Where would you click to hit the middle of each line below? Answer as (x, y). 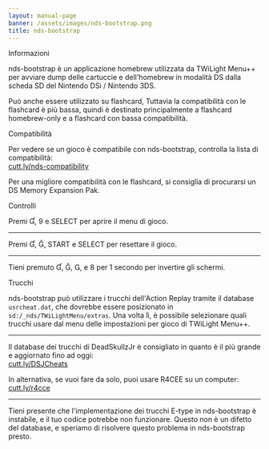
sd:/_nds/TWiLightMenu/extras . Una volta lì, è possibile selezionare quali (127, 315)
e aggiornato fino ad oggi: (51, 355)
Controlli (22, 206)
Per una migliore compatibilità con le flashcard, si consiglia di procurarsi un (132, 182)
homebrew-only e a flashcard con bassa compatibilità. (98, 118)
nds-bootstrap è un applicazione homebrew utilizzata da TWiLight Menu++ (132, 69)
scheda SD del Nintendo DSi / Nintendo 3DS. (82, 86)
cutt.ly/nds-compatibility (49, 166)
